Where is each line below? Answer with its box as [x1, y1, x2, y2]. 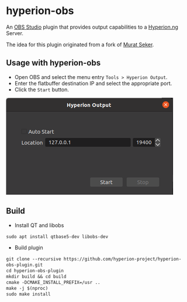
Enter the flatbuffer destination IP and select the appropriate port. [14, 80, 172, 87]
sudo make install [6, 291, 51, 297]
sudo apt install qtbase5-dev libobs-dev [6, 234, 109, 239]
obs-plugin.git [6, 262, 43, 267]
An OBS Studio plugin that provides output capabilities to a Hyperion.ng [6, 23, 178, 30]
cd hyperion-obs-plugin [6, 267, 64, 273]
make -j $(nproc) [6, 285, 49, 291]
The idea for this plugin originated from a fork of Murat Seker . [6, 41, 154, 48]
